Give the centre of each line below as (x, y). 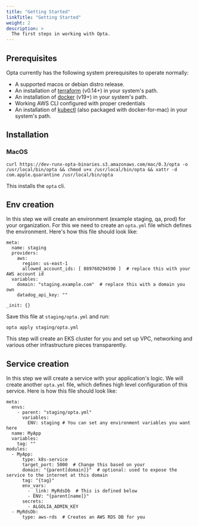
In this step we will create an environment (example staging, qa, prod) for (96, 219)
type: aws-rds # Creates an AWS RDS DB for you (83, 517)
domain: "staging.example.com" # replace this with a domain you (101, 285)
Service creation (38, 364)
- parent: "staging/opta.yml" (55, 413)
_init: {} (18, 306)
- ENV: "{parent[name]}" (58, 496)
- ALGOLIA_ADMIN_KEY (53, 507)
